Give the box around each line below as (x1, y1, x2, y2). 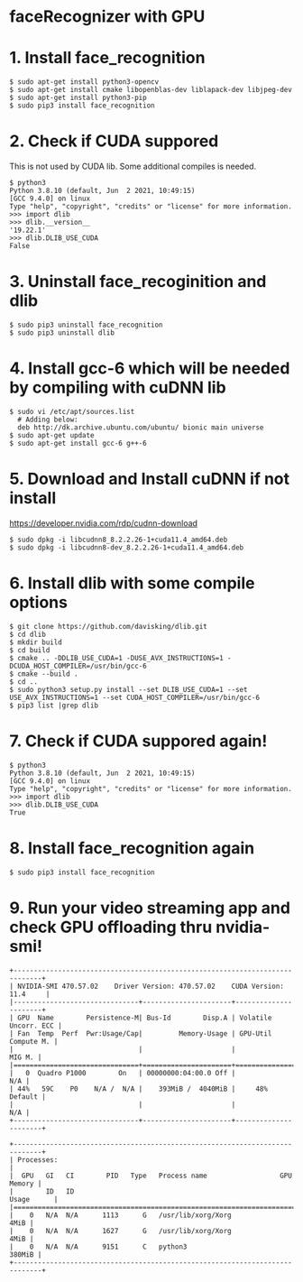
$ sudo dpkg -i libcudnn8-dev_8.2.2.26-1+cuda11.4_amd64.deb (9, 543, 244, 552)
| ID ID (9, 1186, 75, 1196)
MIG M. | (9, 1053, 42, 1062)
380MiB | (9, 1250, 42, 1259)
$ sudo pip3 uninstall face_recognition (9, 320, 164, 329)
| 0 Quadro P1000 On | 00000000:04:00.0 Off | (9, 1068, 236, 1077)
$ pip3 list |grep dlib (9, 701, 99, 710)
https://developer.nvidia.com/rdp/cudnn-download (9, 517, 198, 529)
